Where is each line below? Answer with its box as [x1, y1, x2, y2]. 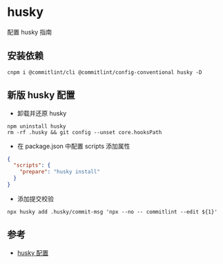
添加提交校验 [17, 194, 54, 202]
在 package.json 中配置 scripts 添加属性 [17, 142, 130, 150]
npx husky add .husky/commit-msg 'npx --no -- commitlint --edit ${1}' [7, 208, 217, 215]
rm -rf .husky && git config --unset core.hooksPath [7, 129, 162, 135]
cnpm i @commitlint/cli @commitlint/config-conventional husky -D [7, 68, 202, 76]
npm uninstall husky [7, 122, 67, 130]
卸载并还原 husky [17, 109, 67, 117]
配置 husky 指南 [7, 28, 52, 36]
